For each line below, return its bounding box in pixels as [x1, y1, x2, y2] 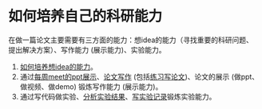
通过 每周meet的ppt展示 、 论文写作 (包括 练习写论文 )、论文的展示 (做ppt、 [19, 72, 260, 81]
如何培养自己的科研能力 [8, 7, 163, 25]
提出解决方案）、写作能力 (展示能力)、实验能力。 [8, 45, 166, 54]
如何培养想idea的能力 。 [19, 61, 97, 72]
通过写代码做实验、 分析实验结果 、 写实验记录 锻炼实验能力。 [19, 91, 216, 101]
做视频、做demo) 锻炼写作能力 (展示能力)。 [19, 81, 163, 91]
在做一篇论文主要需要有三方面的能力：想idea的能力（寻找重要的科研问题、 [8, 35, 254, 45]
